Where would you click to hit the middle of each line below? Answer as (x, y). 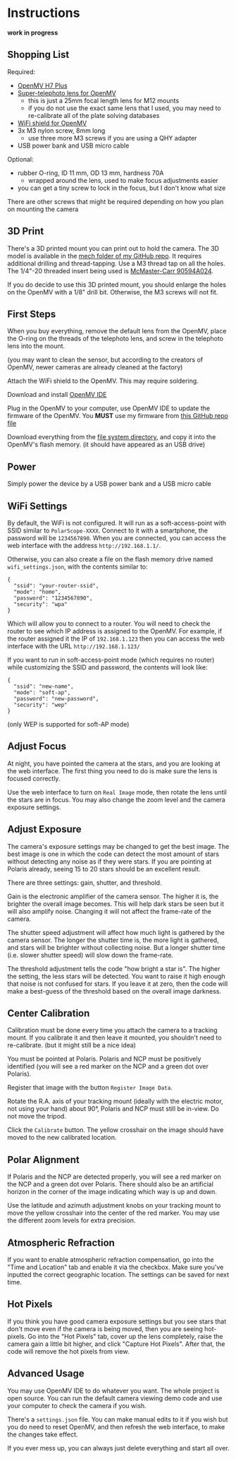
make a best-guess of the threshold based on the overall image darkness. (114, 991)
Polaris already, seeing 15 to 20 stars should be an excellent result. (104, 869)
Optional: (20, 159)
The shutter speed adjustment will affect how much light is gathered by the (116, 932)
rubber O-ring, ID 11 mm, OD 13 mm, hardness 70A (91, 173)
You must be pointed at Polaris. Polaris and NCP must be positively (104, 1059)
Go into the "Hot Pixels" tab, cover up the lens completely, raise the (125, 1336)
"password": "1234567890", (53, 598)
